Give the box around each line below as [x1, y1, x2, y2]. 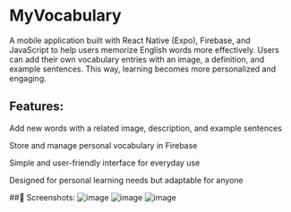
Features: [9, 99, 64, 114]
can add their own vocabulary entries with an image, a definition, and [9, 54, 265, 64]
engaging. [9, 72, 47, 83]
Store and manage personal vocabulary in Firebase [9, 140, 198, 150]
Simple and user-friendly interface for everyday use [9, 157, 201, 168]
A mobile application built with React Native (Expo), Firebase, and [9, 35, 251, 46]
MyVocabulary [9, 5, 123, 26]
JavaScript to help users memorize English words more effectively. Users [9, 44, 279, 55]
